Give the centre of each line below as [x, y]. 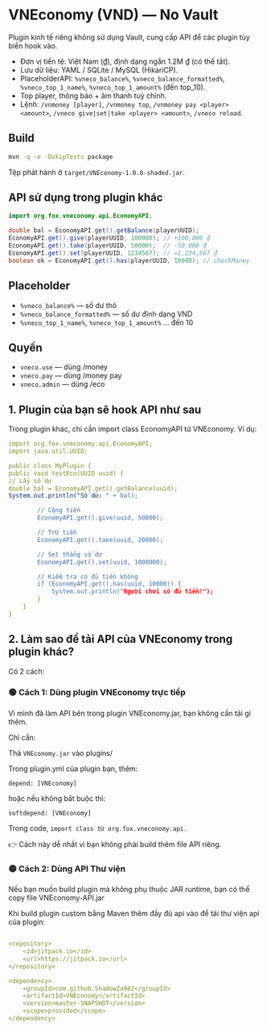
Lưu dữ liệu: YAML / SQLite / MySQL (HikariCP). [99, 69]
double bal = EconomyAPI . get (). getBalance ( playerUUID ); [104, 231]
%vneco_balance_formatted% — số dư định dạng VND [106, 314]
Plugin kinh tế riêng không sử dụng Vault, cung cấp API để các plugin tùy [129, 37]
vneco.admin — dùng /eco [62, 384]
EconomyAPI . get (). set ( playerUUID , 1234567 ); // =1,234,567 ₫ [113, 253]
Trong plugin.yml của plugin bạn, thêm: [73, 769]
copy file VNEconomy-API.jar [56, 898]
